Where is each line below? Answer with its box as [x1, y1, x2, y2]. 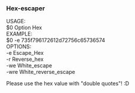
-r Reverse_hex [6, 55, 44, 63]
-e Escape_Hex [6, 49, 44, 57]
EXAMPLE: [6, 30, 33, 38]
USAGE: [6, 18, 26, 25]
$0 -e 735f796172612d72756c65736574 [6, 37, 106, 44]
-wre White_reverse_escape [6, 69, 76, 76]
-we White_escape [6, 62, 53, 69]
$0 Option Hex [6, 24, 42, 31]
